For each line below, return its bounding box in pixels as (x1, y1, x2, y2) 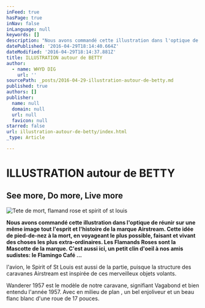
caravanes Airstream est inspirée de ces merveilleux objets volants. (6, 269, 177, 277)
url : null (12, 112, 37, 118)
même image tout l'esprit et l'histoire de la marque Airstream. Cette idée (6, 225, 194, 233)
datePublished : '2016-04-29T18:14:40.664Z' (6, 44, 119, 50)
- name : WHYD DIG (12, 66, 56, 72)
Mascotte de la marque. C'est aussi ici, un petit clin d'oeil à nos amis (6, 245, 184, 252)
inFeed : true (6, 9, 40, 15)
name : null (12, 100, 40, 106)
